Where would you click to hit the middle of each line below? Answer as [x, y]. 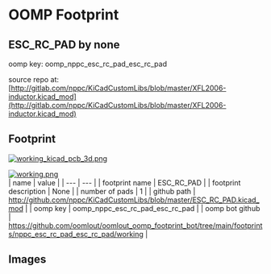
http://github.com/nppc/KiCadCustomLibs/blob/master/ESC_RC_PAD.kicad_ [134, 200]
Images [27, 259]
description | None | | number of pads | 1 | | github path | [102, 191]
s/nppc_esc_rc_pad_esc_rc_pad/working [76, 234]
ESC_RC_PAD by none [64, 45]
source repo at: [33, 79]
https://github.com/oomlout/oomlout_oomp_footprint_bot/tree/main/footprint [135, 225]
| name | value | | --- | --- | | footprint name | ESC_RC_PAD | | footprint [125, 182]
